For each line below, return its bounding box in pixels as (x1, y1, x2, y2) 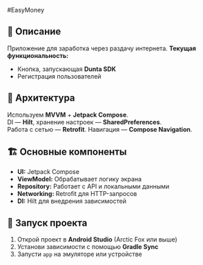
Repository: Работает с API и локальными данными (17, 182, 170, 190)
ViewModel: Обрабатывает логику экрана (17, 175, 142, 184)
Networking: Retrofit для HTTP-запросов (17, 190, 137, 198)
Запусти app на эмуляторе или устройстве (17, 250, 143, 258)
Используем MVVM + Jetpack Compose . (7, 110, 129, 119)
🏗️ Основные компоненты (7, 146, 127, 158)
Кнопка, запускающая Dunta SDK (17, 65, 116, 73)
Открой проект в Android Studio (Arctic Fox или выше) (17, 235, 177, 244)
